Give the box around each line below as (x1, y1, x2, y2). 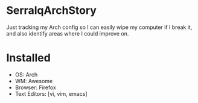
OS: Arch (14, 70, 38, 78)
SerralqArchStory (6, 4, 97, 17)
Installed (6, 51, 51, 65)
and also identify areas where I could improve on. (6, 30, 129, 37)
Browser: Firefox (14, 84, 56, 91)
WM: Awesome (14, 77, 53, 84)
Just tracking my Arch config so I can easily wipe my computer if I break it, (6, 23, 193, 31)
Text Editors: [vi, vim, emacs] (14, 90, 88, 97)
